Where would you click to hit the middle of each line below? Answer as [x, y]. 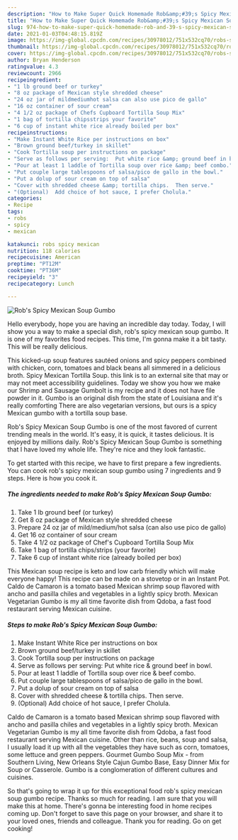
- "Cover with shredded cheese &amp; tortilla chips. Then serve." [110, 185]
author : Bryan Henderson [44, 60]
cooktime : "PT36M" [34, 271]
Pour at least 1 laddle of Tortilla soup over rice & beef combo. [107, 673]
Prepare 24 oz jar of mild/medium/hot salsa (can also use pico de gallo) [122, 527]
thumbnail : [23, 47]
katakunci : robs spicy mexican [53, 244]
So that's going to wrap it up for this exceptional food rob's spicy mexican [115, 790]
